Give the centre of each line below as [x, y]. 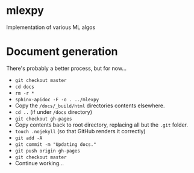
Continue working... [39, 163]
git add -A [29, 138]
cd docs [24, 87]
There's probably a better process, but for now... [66, 68]
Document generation [62, 52]
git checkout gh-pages [43, 119]
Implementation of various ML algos [51, 27]
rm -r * [24, 93]
